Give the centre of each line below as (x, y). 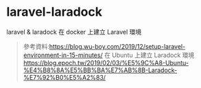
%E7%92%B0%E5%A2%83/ (64, 77)
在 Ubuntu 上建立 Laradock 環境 (150, 55)
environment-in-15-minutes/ (63, 55)
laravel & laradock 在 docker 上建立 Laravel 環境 (74, 32)
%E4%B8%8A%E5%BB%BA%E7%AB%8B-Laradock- (100, 70)
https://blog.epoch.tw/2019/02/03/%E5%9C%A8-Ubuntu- (106, 63)
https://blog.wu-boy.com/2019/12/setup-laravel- (117, 46)
